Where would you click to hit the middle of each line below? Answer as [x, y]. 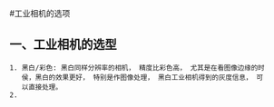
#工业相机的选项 [40, 13]
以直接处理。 [42, 87]
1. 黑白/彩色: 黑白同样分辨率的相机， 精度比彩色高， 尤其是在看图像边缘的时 [137, 68]
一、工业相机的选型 [63, 45]
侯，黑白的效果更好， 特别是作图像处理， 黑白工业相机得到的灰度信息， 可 [142, 77]
